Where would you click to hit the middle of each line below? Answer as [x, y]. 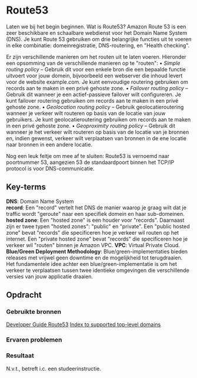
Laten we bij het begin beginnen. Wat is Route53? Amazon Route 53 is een [96, 27]
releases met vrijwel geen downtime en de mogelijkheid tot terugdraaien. [94, 258]
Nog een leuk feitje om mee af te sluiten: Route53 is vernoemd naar [88, 156]
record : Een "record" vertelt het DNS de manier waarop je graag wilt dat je [96, 208]
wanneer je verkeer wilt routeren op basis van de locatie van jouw [86, 113]
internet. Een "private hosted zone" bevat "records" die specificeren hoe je [97, 239]
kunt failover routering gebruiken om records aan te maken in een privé [92, 100]
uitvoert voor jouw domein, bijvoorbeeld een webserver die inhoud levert [94, 75]
